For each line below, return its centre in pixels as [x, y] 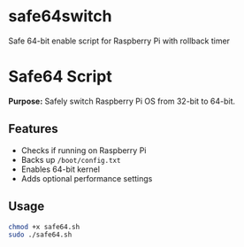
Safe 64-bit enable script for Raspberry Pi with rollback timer [119, 41]
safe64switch [60, 16]
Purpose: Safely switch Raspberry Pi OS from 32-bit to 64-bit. [122, 101]
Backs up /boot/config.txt [71, 159]
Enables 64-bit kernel [61, 169]
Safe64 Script [60, 77]
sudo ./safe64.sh [40, 235]
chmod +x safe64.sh [44, 227]
